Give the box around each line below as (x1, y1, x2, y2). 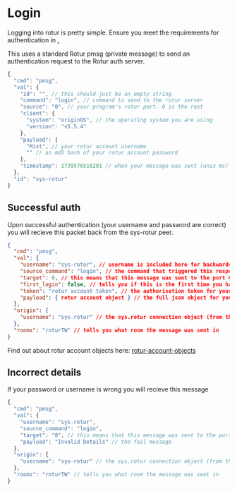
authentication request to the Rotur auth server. (7, 56, 145, 65)
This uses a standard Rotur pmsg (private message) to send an (7, 49, 190, 58)
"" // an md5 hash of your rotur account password (25, 150, 178, 157)
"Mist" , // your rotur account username (25, 143, 147, 150)
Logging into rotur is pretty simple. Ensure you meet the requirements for (7, 28, 219, 37)
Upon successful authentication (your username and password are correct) (7, 220, 227, 229)
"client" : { (20, 110, 55, 117)
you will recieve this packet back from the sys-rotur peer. (7, 228, 174, 236)
